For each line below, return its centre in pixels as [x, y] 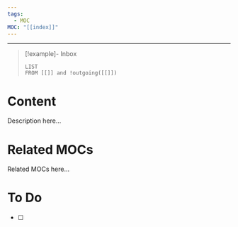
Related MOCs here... [38, 169]
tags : [15, 14]
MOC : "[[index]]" [33, 27]
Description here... [34, 121]
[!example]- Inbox [51, 54]
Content [32, 101]
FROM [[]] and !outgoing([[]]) [71, 73]
